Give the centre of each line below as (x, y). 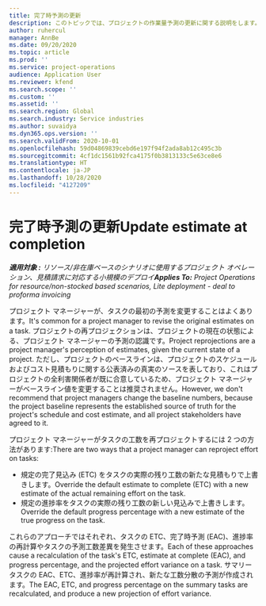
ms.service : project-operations (62, 67)
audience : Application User (55, 75)
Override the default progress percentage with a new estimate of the (132, 512)
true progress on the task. (63, 520)
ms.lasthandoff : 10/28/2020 (55, 178)
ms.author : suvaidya (43, 126)
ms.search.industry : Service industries (77, 119)
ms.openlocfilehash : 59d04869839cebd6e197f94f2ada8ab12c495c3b (116, 148)
